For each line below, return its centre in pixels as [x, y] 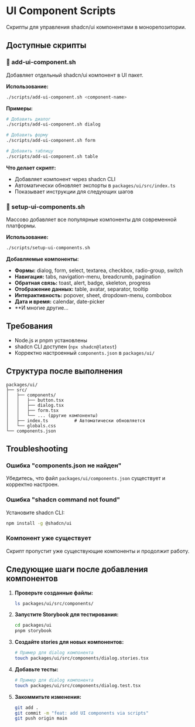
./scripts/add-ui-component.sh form [51, 141]
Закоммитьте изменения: [48, 697]
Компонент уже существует [49, 538]
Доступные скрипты [46, 45]
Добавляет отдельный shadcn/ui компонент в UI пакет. [75, 75]
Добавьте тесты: [36, 669]
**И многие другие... [42, 308]
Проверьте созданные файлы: [54, 593]
